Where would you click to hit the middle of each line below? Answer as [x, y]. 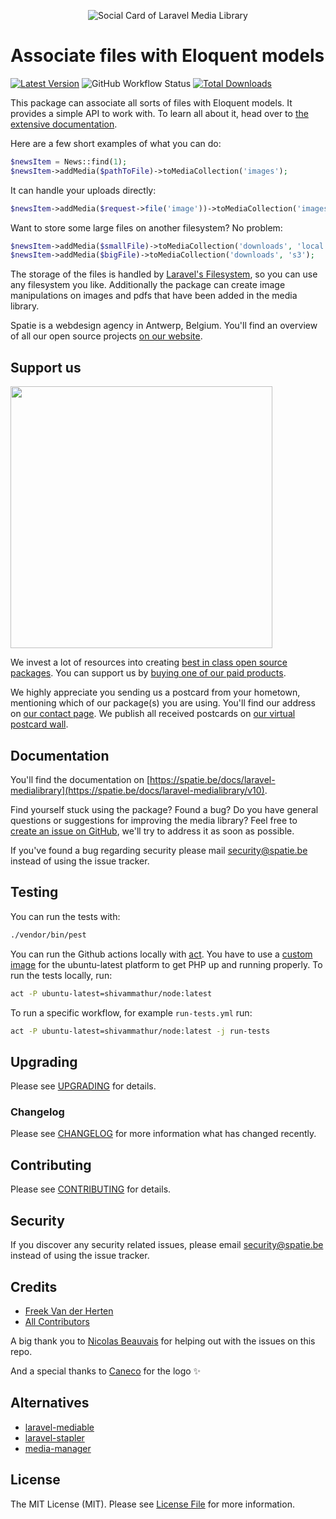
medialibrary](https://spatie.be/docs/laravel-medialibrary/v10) [137, 790]
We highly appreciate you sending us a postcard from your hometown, [155, 692]
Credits [34, 1286]
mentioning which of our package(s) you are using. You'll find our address [163, 703]
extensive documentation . [64, 124]
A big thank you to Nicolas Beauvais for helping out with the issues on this [163, 1341]
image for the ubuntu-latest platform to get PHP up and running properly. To [166, 964]
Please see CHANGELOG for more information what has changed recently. [163, 1134]
